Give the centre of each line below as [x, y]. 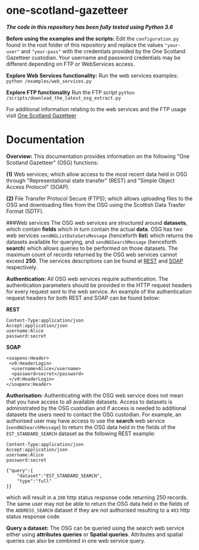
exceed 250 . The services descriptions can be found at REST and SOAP [95, 261]
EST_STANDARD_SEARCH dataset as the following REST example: [81, 433]
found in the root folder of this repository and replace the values [85, 45]
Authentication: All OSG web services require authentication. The [87, 279]
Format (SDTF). [25, 211]
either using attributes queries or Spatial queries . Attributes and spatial [95, 534]
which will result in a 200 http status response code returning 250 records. [97, 497]
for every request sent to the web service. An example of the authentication [99, 291]
